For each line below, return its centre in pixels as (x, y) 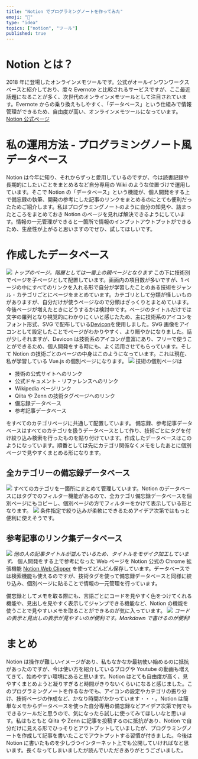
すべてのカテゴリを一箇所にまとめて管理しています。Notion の (89, 488)
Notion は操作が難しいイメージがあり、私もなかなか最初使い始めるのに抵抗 (98, 662)
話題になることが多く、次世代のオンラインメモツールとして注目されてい (94, 97)
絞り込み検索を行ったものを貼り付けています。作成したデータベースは (96, 438)
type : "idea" (22, 22)
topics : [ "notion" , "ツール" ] (42, 28)
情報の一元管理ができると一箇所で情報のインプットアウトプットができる (104, 221)
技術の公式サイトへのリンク (48, 373)
